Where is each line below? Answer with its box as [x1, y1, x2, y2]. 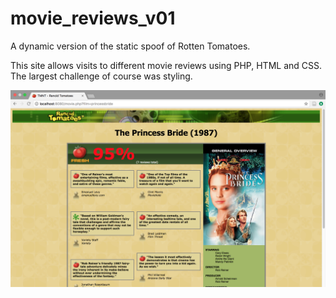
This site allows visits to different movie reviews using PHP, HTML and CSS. [10, 59, 323, 71]
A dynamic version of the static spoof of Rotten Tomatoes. [10, 40, 251, 52]
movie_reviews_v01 [10, 7, 176, 30]
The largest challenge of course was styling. [10, 70, 193, 82]
